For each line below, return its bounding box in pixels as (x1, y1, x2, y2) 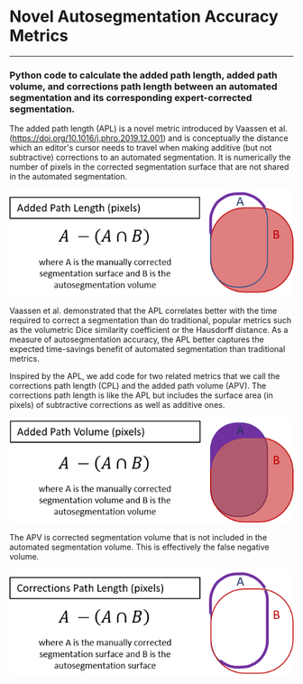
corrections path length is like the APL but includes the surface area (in (9, 390, 273, 401)
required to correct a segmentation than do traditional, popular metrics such (9, 315, 291, 326)
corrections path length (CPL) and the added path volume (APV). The (9, 381, 267, 392)
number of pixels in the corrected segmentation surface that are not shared (9, 162, 289, 172)
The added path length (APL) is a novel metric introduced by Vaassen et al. (9, 124, 289, 134)
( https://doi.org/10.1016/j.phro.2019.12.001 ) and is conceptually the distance (9, 133, 289, 143)
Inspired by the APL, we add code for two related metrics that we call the (9, 371, 280, 382)
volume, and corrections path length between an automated (9, 79, 278, 92)
